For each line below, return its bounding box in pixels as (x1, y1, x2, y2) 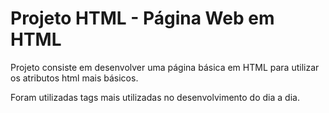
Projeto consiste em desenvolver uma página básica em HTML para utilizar (10, 61, 320, 73)
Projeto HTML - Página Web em (10, 7, 275, 30)
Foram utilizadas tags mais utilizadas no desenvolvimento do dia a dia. (10, 91, 300, 103)
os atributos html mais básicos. (10, 72, 139, 84)
